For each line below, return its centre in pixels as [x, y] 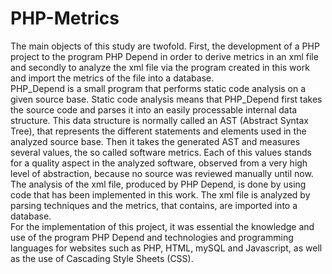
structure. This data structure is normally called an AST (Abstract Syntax [159, 120]
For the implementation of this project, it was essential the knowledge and [162, 226]
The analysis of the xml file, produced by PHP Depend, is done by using [158, 184]
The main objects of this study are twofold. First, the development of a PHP [165, 46]
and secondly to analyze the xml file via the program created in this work [160, 67]
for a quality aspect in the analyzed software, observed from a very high [159, 163]
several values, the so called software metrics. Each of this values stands [161, 152]
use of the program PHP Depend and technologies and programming [152, 237]
